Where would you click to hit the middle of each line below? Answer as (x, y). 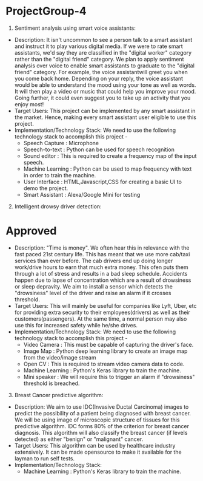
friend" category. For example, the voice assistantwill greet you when (101, 72)
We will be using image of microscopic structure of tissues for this (97, 420)
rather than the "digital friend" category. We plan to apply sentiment (99, 59)
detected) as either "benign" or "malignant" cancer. (79, 439)
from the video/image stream (60, 357)
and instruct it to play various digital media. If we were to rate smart (98, 46)
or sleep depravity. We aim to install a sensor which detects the (94, 286)
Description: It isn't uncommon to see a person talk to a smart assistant (103, 39)
